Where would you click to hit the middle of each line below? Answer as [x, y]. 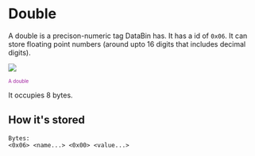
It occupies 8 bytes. [41, 95]
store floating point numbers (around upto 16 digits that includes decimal [127, 44]
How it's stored [47, 120]
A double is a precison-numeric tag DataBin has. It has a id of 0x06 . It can [128, 36]
